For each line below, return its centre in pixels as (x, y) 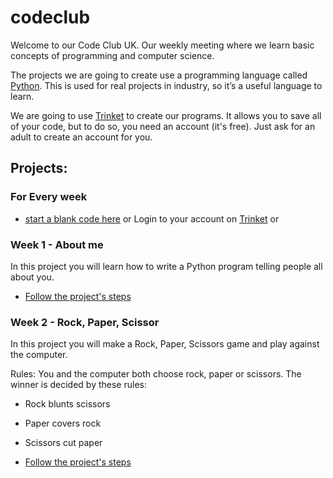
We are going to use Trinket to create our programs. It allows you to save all (166, 115)
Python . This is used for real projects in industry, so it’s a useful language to (166, 85)
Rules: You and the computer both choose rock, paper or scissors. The (156, 374)
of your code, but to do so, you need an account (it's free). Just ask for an (163, 126)
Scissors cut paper (63, 443)
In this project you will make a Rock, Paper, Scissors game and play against (165, 344)
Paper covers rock (63, 423)
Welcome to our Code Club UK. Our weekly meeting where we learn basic (162, 45)
